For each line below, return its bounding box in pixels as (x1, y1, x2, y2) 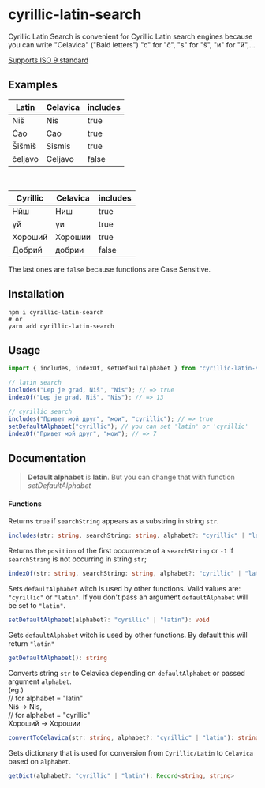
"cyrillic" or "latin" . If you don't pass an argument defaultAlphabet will (8, 592, 248, 602)
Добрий (12, 244, 43, 255)
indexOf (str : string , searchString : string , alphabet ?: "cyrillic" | (8, 570, 242, 578)
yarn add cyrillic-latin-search (8, 322, 114, 330)
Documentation (8, 452, 87, 465)
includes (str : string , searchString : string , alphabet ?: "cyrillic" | (8, 531, 245, 540)
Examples (8, 78, 58, 92)
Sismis (46, 141, 71, 152)
